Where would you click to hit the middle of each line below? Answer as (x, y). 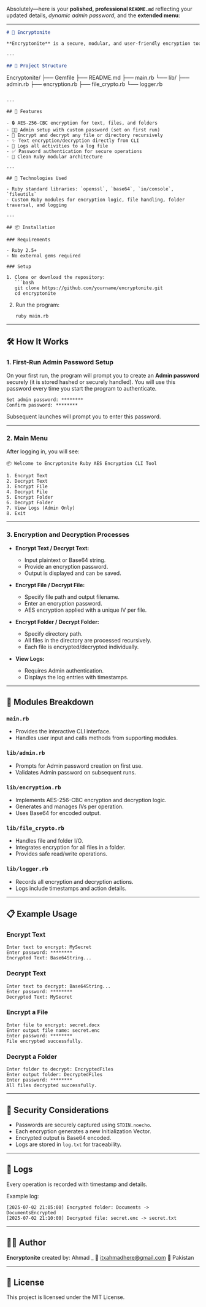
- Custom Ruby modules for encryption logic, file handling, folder (96, 200)
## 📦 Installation (31, 227)
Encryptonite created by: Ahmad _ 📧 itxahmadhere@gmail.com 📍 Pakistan (100, 1257)
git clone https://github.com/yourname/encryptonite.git (89, 288)
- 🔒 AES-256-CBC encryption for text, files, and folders (82, 123)
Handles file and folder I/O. (49, 841)
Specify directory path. (53, 634)
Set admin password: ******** (45, 400)
